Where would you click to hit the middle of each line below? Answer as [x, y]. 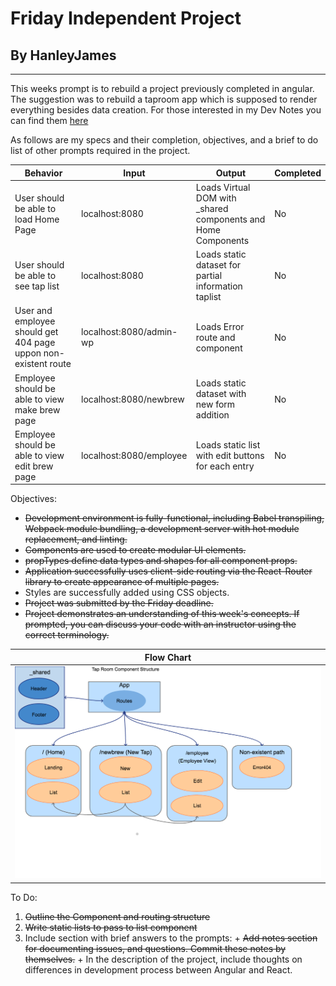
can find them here [49, 120]
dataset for [218, 265]
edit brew [34, 466]
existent [31, 364]
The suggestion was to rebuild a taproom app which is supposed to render [164, 99]
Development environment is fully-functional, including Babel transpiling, [174, 518]
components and [230, 219]
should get [36, 332]
